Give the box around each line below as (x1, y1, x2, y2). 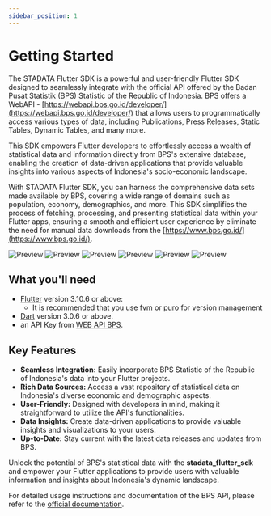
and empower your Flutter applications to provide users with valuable (8, 467, 239, 476)
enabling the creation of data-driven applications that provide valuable (8, 158, 243, 167)
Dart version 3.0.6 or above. (19, 311, 113, 321)
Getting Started (8, 46, 115, 65)
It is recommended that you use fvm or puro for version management (32, 302, 263, 312)
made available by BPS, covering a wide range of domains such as (8, 191, 231, 201)
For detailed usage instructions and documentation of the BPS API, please (8, 491, 255, 501)
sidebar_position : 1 (8, 11, 78, 20)
